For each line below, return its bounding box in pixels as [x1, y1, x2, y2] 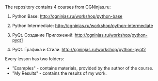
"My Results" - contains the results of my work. [12, 70, 107, 76]
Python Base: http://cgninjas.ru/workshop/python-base [12, 13, 123, 19]
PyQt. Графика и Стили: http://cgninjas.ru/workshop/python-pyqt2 [12, 47, 146, 52]
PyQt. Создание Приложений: [12, 32, 74, 38]
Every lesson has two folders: [5, 56, 64, 62]
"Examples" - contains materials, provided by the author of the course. [12, 65, 154, 71]
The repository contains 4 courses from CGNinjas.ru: [5, 4, 111, 10]
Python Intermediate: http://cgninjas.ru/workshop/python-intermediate [12, 23, 154, 28]
